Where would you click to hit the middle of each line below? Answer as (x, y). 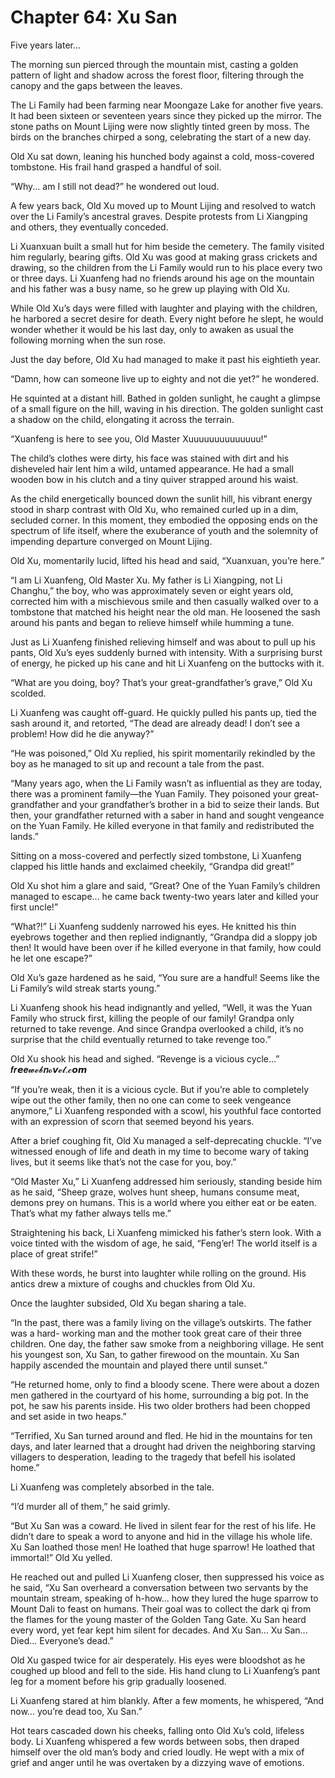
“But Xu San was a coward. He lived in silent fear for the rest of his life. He (163, 1525)
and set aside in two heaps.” (68, 1416)
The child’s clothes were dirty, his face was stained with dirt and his (150, 458)
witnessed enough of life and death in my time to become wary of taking (160, 1151)
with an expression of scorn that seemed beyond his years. (132, 1121)
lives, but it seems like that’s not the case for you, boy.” (123, 1162)
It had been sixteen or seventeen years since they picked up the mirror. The (166, 115)
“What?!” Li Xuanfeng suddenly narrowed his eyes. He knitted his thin (153, 926)
